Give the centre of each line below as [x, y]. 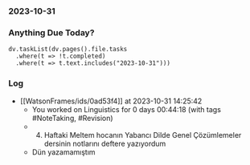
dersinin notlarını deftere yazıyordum [105, 143]
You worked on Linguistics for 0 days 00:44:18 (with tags [126, 109]
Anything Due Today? [51, 32]
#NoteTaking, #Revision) [73, 118]
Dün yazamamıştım [64, 152]
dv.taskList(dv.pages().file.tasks [68, 50]
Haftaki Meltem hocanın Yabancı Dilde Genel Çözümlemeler [143, 135]
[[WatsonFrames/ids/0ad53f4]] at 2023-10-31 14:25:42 [111, 101]
